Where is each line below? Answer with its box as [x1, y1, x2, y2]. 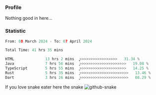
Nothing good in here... [5, 15, 53, 21]
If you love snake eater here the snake [5, 84, 83, 90]
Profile [5, 4, 22, 11]
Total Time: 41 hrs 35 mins [5, 47, 64, 53]
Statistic [5, 28, 26, 35]
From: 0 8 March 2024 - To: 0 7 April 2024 [5, 39, 92, 44]
